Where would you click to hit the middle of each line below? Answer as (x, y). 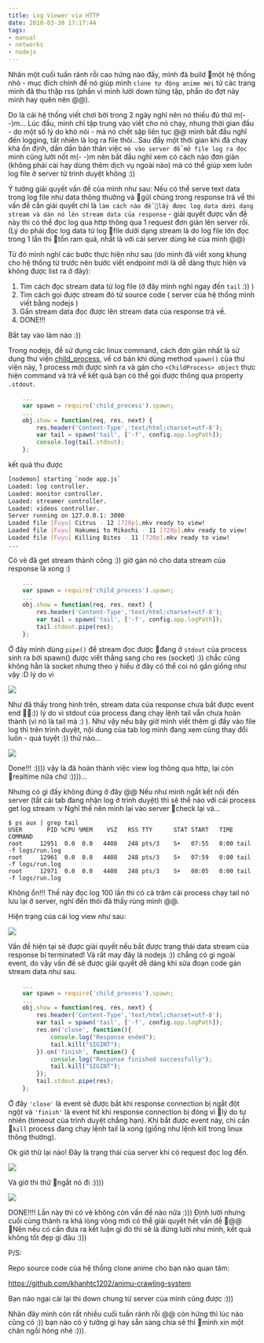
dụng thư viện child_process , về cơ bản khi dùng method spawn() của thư (126, 359)
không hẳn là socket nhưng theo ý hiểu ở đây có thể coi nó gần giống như (127, 666)
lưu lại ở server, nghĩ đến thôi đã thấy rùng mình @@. (93, 901)
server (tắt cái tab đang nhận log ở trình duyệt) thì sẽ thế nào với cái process (132, 800)
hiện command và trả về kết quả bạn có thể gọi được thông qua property (126, 376)
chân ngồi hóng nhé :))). (47, 1330)
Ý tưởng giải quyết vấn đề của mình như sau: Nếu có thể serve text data (124, 189)
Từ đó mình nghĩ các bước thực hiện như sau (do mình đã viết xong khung (128, 254)
